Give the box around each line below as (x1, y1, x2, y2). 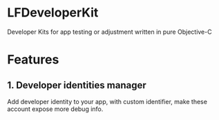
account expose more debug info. (7, 105, 104, 113)
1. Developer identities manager (7, 79, 146, 91)
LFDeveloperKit (7, 5, 99, 21)
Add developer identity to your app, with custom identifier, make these (7, 97, 207, 106)
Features (7, 52, 59, 68)
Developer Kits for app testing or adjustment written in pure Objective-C (7, 28, 212, 36)
